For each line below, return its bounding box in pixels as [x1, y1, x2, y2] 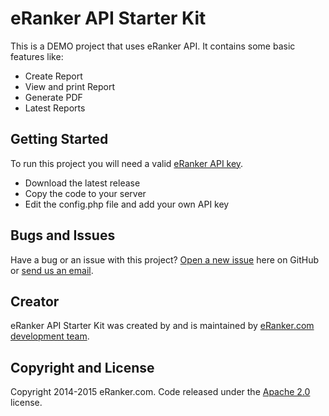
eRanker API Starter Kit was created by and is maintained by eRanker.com [10, 320, 315, 332]
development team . [10, 330, 90, 342]
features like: [10, 50, 64, 62]
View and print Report [24, 80, 115, 92]
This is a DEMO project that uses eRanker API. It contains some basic [10, 40, 296, 52]
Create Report [24, 70, 83, 82]
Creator [10, 293, 60, 310]
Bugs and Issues [10, 227, 116, 244]
